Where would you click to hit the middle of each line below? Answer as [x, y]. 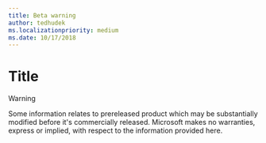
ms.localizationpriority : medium [64, 30]
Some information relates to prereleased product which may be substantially [133, 114]
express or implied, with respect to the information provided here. [116, 130]
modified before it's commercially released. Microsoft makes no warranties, [132, 122]
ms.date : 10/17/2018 [42, 38]
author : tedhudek [37, 23]
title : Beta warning [42, 15]
